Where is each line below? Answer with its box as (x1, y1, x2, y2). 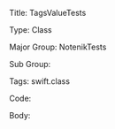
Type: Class (9, 25, 52, 34)
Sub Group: (9, 59, 51, 69)
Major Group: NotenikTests (9, 42, 107, 52)
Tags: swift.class (9, 76, 71, 87)
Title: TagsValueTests (9, 8, 87, 18)
